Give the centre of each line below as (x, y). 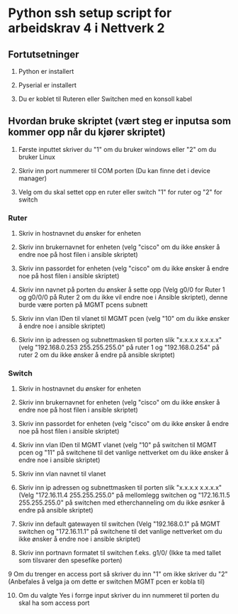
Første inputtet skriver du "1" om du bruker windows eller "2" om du (117, 149)
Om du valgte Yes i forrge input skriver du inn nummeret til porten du (119, 596)
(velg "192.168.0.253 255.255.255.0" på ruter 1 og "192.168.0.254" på (119, 347)
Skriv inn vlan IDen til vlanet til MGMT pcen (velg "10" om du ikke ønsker (124, 319)
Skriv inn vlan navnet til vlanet (62, 474)
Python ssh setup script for (90, 13)
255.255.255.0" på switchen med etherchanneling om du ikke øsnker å (121, 503)
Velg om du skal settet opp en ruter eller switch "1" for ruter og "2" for (120, 192)
